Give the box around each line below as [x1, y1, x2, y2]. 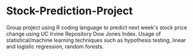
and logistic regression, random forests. [6, 43, 104, 50]
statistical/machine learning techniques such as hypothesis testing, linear [6, 36, 186, 43]
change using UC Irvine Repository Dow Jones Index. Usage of [6, 30, 161, 37]
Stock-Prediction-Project [6, 4, 133, 18]
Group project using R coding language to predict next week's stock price [6, 24, 188, 31]
